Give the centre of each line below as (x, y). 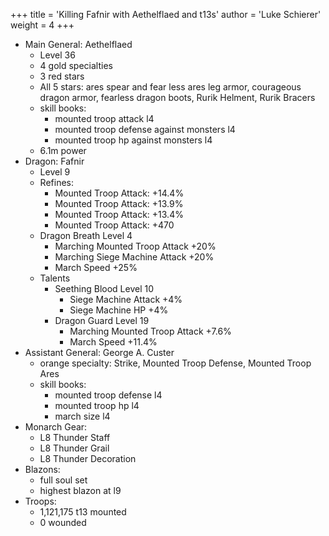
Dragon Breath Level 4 (86, 235)
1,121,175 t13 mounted (83, 512)
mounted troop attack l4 (104, 118)
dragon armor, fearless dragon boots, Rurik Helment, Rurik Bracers (177, 97)
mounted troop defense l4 (108, 395)
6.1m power (63, 150)
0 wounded (63, 522)
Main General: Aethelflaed (78, 44)
